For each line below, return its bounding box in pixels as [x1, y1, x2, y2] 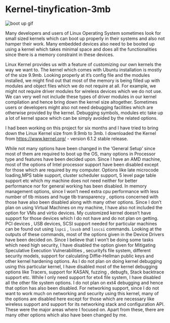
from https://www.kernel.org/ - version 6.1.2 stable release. [5, 135, 128, 142]
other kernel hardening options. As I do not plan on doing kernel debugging [5, 258, 162, 264]
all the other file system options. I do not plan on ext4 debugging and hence [5, 280, 163, 286]
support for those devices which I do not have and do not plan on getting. [5, 215, 158, 221]
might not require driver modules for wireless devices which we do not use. [5, 88, 163, 94]
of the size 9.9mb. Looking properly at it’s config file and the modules [5, 72, 150, 78]
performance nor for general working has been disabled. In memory [5, 183, 147, 189]
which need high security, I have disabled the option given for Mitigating [5, 242, 156, 248]
